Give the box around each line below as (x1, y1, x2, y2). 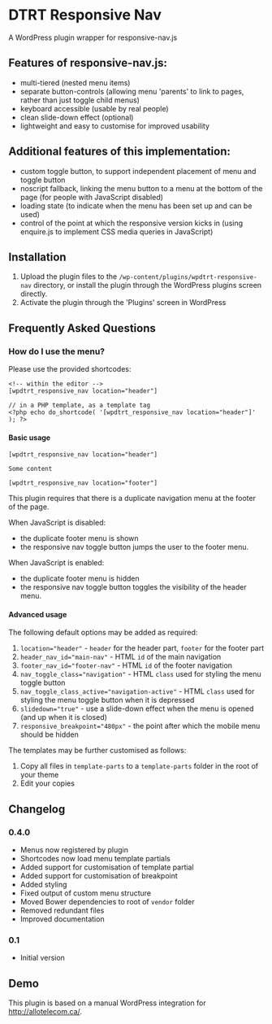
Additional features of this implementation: (8, 145, 231, 159)
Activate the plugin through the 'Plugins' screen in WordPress (19, 298, 227, 307)
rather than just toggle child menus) (19, 95, 140, 105)
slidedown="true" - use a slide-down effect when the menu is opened (19, 704, 254, 713)
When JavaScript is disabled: (8, 518, 106, 528)
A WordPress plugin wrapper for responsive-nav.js (8, 33, 178, 42)
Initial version (19, 953, 65, 963)
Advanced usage (8, 609, 67, 619)
